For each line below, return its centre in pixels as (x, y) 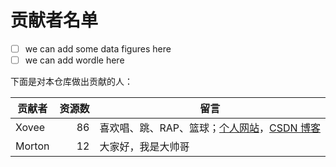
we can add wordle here (74, 60)
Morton (32, 146)
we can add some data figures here (98, 48)
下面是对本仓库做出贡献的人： (71, 82)
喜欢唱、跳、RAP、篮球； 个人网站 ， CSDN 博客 (210, 128)
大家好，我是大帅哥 (144, 147)
